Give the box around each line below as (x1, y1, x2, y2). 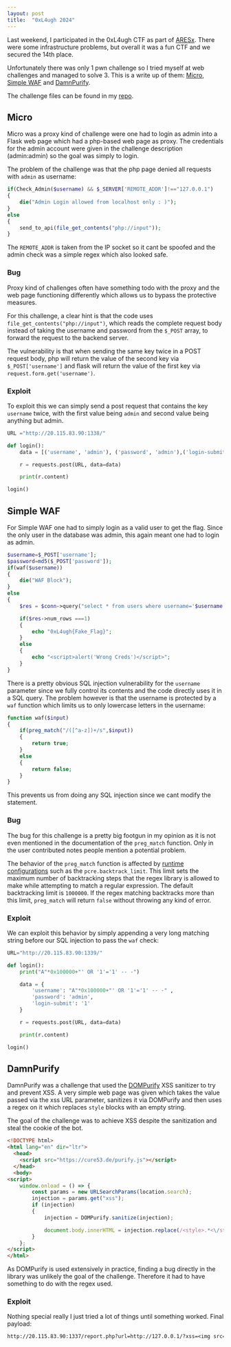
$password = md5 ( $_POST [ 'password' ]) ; (7, 558, 112, 564)
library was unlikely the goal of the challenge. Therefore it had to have (7, 1272, 206, 1281)
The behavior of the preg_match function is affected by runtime (7, 859, 184, 867)
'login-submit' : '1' (32, 1000, 91, 1007)
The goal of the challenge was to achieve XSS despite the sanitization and (7, 1117, 217, 1125)
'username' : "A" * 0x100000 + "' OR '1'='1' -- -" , (32, 987, 174, 994)
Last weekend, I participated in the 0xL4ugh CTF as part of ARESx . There (7, 35, 215, 43)
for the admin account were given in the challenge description (7, 144, 184, 153)
